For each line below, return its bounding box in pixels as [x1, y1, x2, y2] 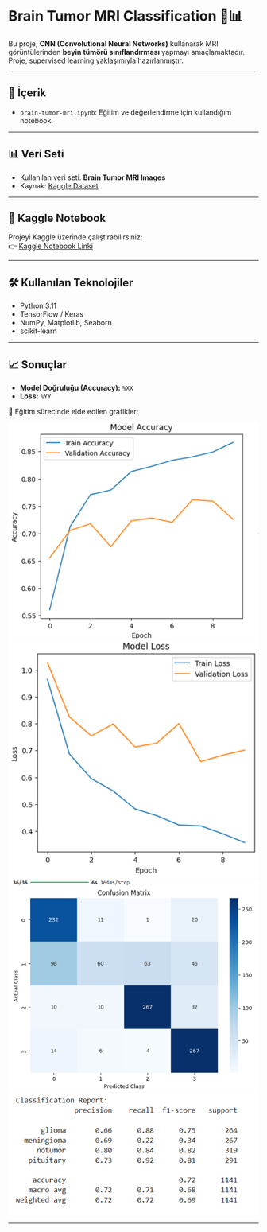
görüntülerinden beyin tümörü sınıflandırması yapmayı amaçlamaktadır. [8, 47, 245, 56]
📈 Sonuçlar [8, 358, 68, 371]
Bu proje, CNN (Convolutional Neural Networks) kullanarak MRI [8, 38, 219, 49]
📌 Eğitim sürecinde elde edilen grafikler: [8, 407, 139, 416]
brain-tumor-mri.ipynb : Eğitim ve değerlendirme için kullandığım [19, 107, 232, 117]
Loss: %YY [19, 391, 52, 401]
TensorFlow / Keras [19, 309, 84, 319]
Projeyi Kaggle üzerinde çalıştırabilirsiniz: [8, 232, 143, 242]
